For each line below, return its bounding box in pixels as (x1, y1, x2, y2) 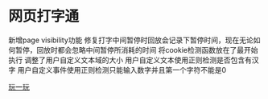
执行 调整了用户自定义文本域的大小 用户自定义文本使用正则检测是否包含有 (8, 55, 252, 65)
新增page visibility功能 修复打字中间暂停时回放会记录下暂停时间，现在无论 (8, 35, 254, 45)
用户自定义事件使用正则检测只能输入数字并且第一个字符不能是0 (17, 65, 227, 74)
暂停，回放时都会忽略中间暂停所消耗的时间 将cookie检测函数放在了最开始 (14, 45, 258, 54)
